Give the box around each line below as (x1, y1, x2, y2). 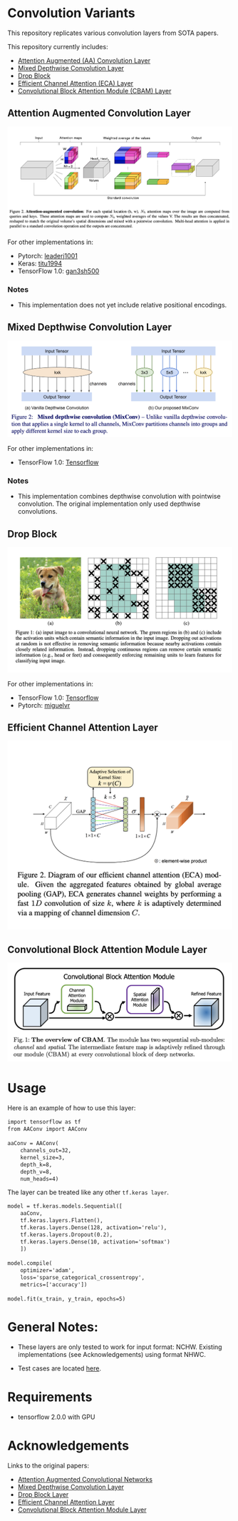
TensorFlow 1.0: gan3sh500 (17, 266, 100, 275)
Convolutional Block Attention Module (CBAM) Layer (17, 86, 172, 95)
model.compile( (7, 1260, 53, 1267)
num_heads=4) (20, 1176, 59, 1183)
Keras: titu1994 (17, 259, 63, 268)
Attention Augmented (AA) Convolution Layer (17, 56, 151, 65)
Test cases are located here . (17, 1364, 102, 1373)
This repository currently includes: (7, 42, 108, 51)
